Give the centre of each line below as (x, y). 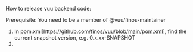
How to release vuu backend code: (49, 9)
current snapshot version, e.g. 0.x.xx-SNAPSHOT (74, 38)
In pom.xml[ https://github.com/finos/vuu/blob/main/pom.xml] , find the (100, 31)
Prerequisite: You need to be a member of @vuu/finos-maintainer (86, 20)
